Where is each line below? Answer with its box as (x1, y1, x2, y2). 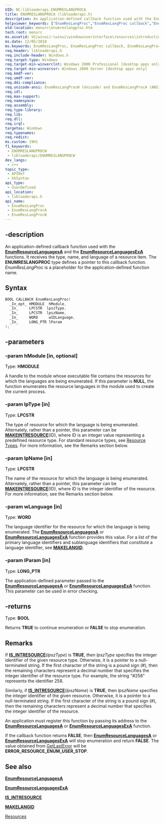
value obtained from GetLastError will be (5, 743, 86, 749)
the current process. (5, 388, 46, 395)
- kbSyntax (7, 176, 29, 181)
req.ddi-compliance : (5, 80, 47, 85)
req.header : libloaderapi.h (5, 48, 62, 53)
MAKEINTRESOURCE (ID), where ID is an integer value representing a (5, 432, 145, 438)
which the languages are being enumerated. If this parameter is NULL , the (5, 378, 154, 384)
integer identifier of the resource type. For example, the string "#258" (5, 673, 145, 679)
